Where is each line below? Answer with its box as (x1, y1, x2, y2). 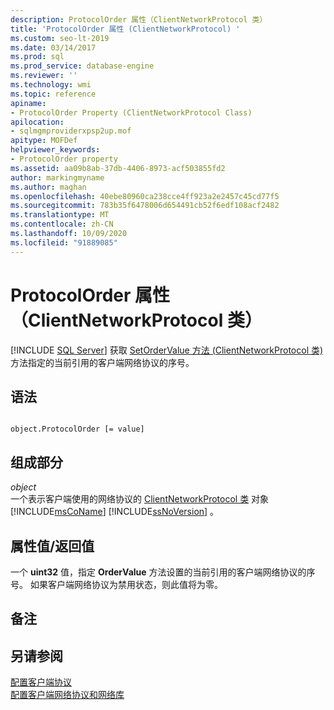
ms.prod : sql (10, 52, 65, 62)
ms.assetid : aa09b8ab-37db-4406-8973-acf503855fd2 (10, 163, 226, 173)
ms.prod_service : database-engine (10, 61, 155, 71)
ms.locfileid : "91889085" (10, 237, 118, 248)
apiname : (10, 98, 47, 108)
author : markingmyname (10, 172, 105, 183)
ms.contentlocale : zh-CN (10, 219, 114, 230)
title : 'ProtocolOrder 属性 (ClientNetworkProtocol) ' (10, 24, 241, 34)
